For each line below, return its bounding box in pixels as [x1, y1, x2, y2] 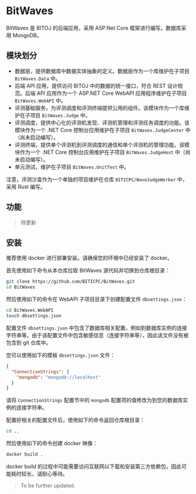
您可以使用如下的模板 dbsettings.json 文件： [6, 351, 116, 358]
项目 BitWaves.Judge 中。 [30, 111, 91, 118]
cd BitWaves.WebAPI [6, 308, 54, 314]
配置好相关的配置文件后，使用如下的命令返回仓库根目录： [6, 417, 145, 424]
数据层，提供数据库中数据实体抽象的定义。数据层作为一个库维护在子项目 [14, 67, 190, 74]
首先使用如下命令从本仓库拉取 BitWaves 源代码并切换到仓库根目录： [6, 267, 170, 274]
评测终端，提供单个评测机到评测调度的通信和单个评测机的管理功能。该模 [14, 141, 190, 148]
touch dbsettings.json [6, 313, 62, 319]
